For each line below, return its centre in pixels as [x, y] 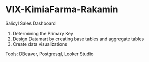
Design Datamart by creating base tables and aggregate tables [78, 39]
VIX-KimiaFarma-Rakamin [62, 9]
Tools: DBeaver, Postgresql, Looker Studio [49, 54]
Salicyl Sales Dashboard [31, 23]
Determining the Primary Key [43, 33]
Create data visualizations [40, 44]
